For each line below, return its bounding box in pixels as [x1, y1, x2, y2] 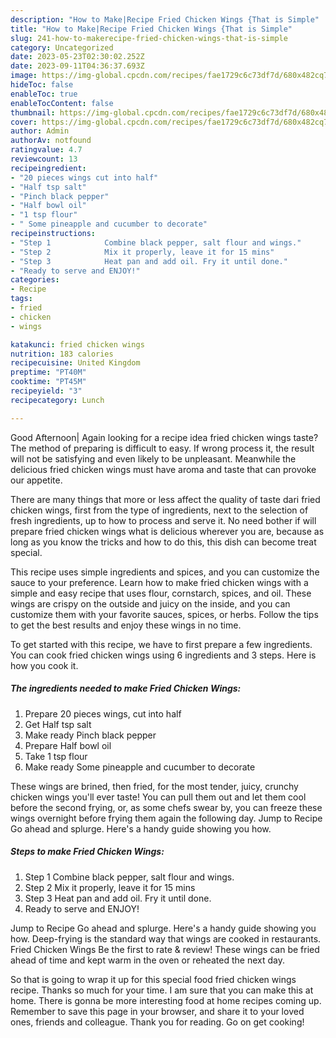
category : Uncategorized [10, 42, 114, 53]
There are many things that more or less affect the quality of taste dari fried [10, 493, 321, 505]
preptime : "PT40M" [10, 367, 87, 378]
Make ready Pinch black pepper [24, 729, 157, 741]
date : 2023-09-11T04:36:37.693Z [10, 61, 145, 71]
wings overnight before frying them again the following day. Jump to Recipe [10, 812, 323, 824]
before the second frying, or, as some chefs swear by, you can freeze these [10, 801, 323, 813]
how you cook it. [10, 659, 79, 671]
